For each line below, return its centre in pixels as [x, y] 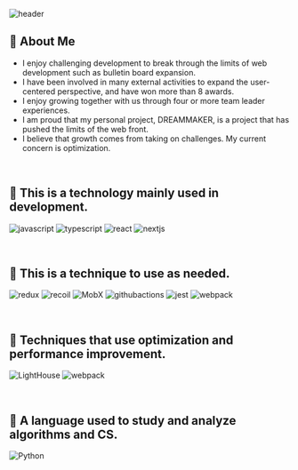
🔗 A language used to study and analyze [123, 421]
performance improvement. [88, 354]
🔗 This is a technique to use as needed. [120, 274]
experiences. [46, 110]
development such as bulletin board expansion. [109, 72]
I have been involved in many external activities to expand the [135, 82]
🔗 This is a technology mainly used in [114, 193]
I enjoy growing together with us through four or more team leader [143, 100]
